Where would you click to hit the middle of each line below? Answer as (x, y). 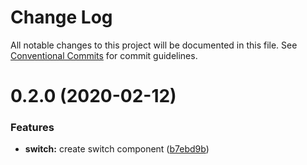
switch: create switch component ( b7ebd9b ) (117, 149)
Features (32, 128)
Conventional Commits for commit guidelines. (104, 55)
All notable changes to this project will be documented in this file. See (154, 45)
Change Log (61, 17)
